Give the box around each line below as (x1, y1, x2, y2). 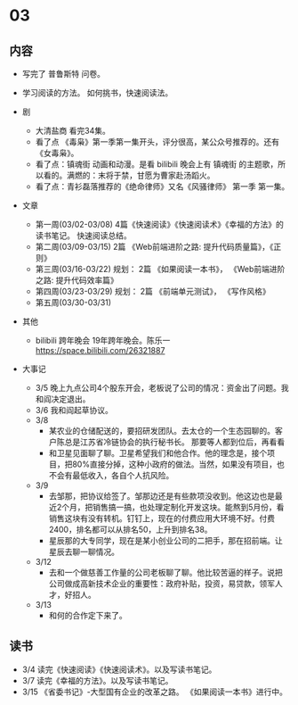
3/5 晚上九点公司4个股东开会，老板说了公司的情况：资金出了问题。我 (35, 383, 289, 393)
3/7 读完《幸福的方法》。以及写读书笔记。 (21, 675, 173, 685)
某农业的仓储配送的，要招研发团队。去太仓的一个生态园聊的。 (48, 426, 276, 435)
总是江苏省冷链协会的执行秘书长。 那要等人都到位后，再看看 (64, 436, 286, 447)
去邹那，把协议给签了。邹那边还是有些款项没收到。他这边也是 (48, 491, 276, 501)
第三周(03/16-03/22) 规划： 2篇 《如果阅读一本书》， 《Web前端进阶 (35, 264, 286, 274)
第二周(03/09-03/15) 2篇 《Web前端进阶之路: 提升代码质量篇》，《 (35, 242, 274, 252)
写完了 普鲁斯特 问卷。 (21, 69, 105, 79)
